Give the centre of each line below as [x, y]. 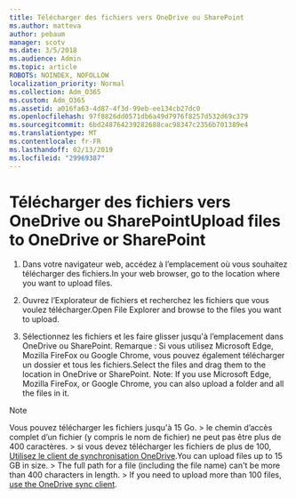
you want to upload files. [67, 283]
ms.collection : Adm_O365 [55, 92]
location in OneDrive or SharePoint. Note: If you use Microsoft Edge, [147, 374]
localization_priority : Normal [67, 84]
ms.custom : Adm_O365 [48, 100]
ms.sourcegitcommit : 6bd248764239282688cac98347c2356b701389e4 [129, 125]
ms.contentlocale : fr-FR [55, 141]
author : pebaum [37, 34]
